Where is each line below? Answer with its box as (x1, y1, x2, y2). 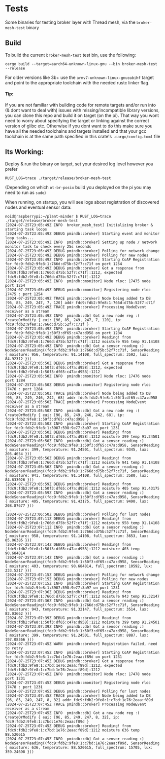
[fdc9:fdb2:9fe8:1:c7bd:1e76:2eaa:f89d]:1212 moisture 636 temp (5, 727, 140, 733)
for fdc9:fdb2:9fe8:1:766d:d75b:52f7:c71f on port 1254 (5, 261, 122, 266)
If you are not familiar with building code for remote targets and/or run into (5, 102, 156, 108)
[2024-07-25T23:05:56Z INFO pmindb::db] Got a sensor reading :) (5, 464, 144, 469)
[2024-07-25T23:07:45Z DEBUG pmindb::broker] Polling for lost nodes (5, 689, 151, 694)
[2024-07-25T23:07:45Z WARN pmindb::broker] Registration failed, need (5, 641, 158, 646)
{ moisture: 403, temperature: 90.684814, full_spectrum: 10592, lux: (5, 564, 153, 569)
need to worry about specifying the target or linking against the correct (5, 117, 149, 123)
